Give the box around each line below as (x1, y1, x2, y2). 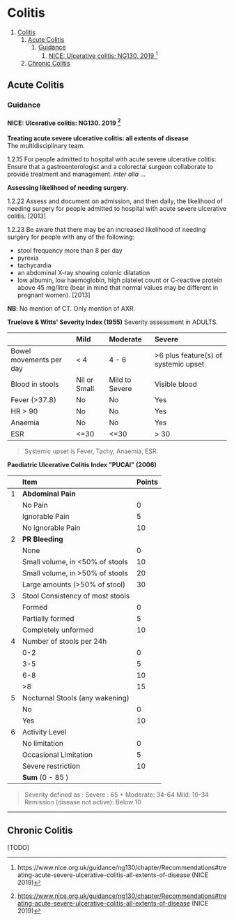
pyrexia (17, 253, 39, 262)
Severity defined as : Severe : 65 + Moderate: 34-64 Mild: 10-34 (24, 790, 209, 799)
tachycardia (17, 260, 52, 270)
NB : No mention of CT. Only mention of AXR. (7, 304, 136, 312)
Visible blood (154, 379, 197, 389)
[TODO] (7, 843, 30, 851)
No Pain (22, 500, 48, 510)
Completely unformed (22, 625, 94, 635)
